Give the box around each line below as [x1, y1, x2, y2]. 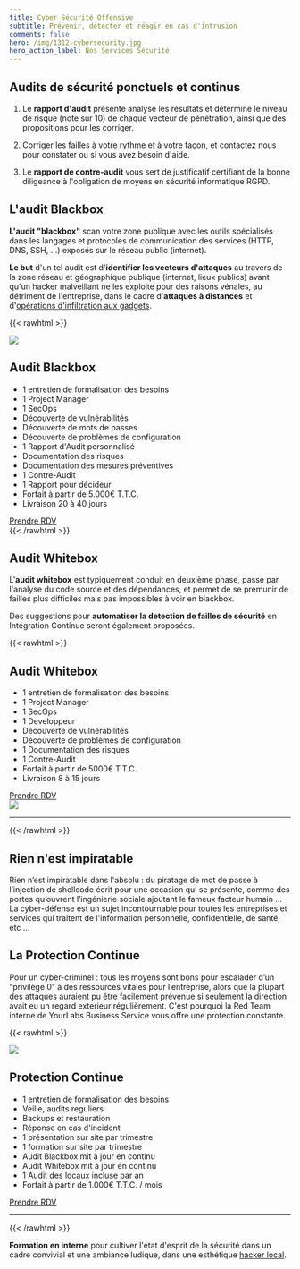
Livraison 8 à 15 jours [21, 773, 101, 784]
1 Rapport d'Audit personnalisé [21, 440, 136, 452]
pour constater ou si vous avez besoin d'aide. [21, 149, 190, 159]
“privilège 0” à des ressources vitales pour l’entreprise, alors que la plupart [9, 981, 285, 992]
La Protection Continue [9, 948, 140, 963]
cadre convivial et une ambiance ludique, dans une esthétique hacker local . [9, 1249, 287, 1260]
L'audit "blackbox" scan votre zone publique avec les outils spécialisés [9, 226, 274, 236]
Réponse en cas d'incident [21, 1122, 121, 1133]
